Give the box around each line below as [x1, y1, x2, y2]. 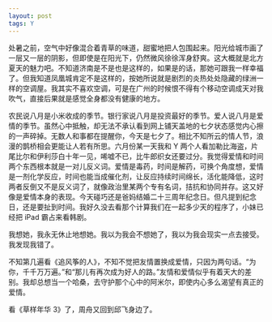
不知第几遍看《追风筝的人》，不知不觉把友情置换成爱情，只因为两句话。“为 [8, 256, 257, 266]
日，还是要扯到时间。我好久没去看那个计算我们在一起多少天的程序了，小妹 [8, 202, 257, 212]
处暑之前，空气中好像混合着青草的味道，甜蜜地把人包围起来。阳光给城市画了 [8, 42, 264, 53]
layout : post [8, 11, 53, 20]
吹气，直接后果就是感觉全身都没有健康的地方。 [8, 93, 164, 103]
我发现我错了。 [8, 239, 58, 249]
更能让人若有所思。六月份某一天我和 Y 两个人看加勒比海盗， [50, 141, 252, 151]
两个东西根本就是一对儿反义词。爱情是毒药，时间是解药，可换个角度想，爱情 [8, 161, 264, 171]
